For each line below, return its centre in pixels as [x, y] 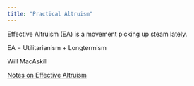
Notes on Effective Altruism [47, 75]
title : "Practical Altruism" [50, 14]
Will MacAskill [28, 61]
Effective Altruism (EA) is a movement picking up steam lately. [97, 34]
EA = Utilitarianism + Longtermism [57, 47]
